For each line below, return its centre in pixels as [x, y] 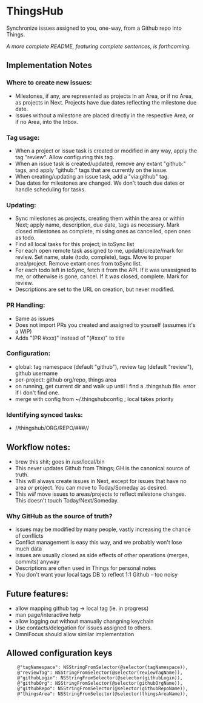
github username [36, 373]
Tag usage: [23, 137]
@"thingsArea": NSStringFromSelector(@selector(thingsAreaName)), [103, 694]
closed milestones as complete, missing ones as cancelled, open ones [103, 231]
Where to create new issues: [49, 83]
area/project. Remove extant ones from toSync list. [78, 264]
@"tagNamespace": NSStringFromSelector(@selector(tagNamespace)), [103, 667]
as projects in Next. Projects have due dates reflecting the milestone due [106, 102]
